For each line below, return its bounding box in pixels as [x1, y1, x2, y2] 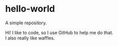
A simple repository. [5, 20, 47, 26]
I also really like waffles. [5, 35, 55, 41]
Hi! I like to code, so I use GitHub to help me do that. [5, 29, 113, 35]
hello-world [5, 3, 55, 15]
